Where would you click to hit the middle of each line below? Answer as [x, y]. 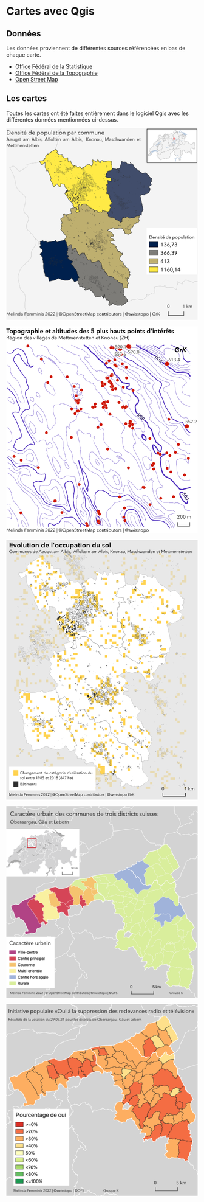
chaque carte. [24, 55]
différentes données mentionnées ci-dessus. [62, 119]
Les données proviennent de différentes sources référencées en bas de [96, 48]
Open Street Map [36, 79]
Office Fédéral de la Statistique [54, 66]
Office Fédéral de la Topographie [56, 73]
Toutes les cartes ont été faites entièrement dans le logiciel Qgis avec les [98, 113]
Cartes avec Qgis [51, 11]
